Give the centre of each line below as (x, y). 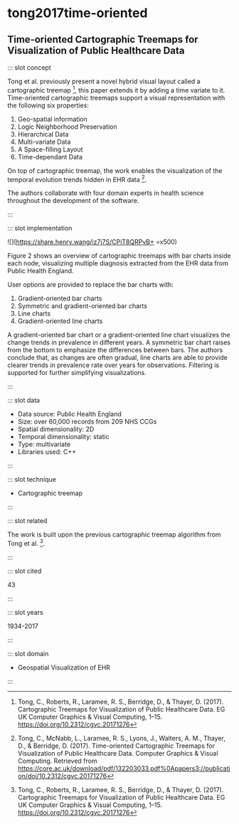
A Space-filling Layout (50, 149)
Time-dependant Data (50, 157)
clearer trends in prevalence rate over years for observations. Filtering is (113, 365)
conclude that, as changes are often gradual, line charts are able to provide (117, 358)
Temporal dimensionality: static (63, 437)
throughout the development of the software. (73, 201)
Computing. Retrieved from (57, 761)
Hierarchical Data (43, 134)
